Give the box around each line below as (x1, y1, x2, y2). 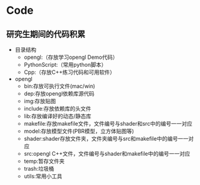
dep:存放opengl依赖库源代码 (23, 90, 95, 97)
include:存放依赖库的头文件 (23, 105, 91, 112)
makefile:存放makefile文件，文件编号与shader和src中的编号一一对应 (23, 120, 193, 127)
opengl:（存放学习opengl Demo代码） (23, 53, 118, 61)
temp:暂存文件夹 (23, 157, 65, 165)
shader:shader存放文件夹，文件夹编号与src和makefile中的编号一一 (23, 135, 189, 142)
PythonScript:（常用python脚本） (23, 61, 107, 68)
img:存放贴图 (23, 97, 56, 105)
